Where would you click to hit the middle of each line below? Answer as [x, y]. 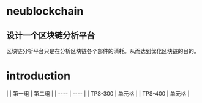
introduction [39, 76]
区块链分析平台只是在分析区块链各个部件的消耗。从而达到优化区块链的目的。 [103, 51]
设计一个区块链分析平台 [50, 35]
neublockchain [45, 11]
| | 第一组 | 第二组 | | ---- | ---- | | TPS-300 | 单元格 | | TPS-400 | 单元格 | [98, 93]
